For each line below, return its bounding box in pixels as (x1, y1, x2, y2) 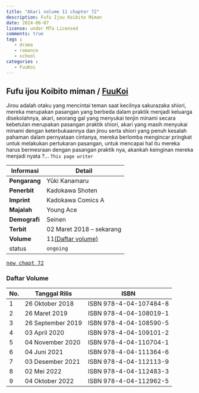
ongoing (46, 245, 68, 252)
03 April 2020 (24, 329, 64, 337)
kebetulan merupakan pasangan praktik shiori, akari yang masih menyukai (6, 121, 188, 128)
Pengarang (9, 177, 41, 185)
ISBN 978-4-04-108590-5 (88, 319, 169, 327)
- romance (14, 48, 39, 54)
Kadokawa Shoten (46, 186, 98, 195)
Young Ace (46, 206, 77, 214)
